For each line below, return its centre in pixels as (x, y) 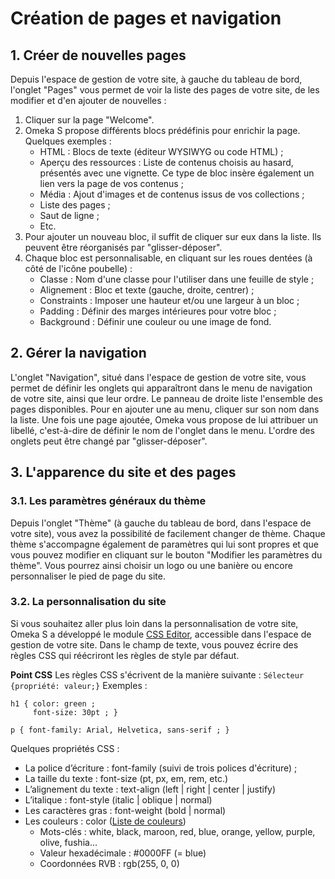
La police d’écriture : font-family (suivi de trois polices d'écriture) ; (161, 768)
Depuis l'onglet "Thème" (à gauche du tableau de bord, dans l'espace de (161, 523)
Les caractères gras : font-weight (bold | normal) (125, 810)
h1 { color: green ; (53, 703)
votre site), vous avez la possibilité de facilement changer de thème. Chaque (168, 533)
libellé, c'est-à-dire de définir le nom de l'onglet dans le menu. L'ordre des (162, 430)
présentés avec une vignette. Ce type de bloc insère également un (177, 173)
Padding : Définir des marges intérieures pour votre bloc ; (158, 311)
